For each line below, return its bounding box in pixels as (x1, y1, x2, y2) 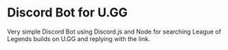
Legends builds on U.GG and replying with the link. (7, 34, 150, 42)
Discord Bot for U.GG (7, 5, 128, 21)
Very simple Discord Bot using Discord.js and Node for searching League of (7, 27, 222, 36)
